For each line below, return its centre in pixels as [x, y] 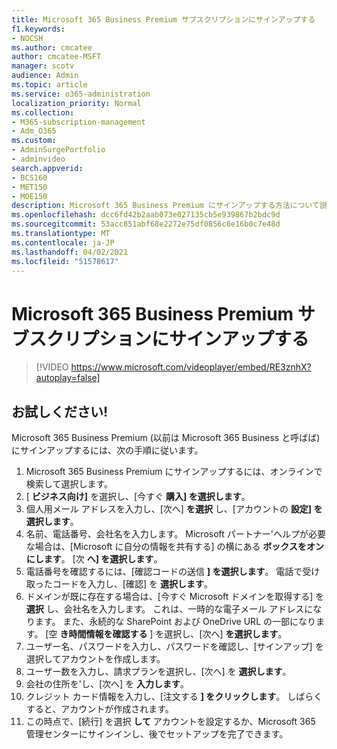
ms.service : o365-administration [81, 94]
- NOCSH [27, 38]
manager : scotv [43, 66]
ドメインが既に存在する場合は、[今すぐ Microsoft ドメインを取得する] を [175, 597]
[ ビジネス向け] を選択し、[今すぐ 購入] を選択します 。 [138, 497]
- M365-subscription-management [78, 122]
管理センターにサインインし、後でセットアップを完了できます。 [157, 734]
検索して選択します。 [69, 484]
